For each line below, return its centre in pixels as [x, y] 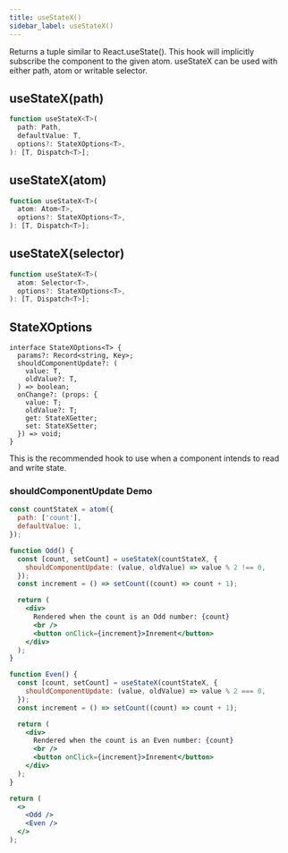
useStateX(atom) [58, 180]
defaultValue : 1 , [50, 526]
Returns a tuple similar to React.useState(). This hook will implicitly [132, 51]
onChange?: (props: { [58, 395]
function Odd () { [42, 550]
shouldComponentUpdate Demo [81, 491]
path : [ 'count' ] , [50, 518]
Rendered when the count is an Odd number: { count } [131, 617]
